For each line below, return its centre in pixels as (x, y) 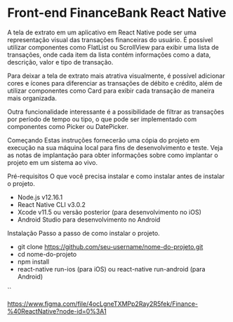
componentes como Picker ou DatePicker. (68, 126)
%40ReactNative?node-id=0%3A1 (57, 311)
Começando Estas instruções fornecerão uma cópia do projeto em (104, 140)
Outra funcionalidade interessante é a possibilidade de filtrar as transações (116, 112)
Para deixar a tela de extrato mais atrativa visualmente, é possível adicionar (116, 76)
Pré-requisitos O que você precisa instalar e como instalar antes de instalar (116, 176)
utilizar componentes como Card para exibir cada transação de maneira (111, 90)
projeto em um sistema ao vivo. (53, 162)
